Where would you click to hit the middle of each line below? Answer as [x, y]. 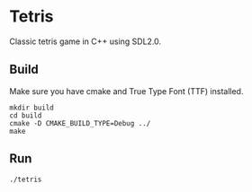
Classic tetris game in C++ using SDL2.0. [85, 41]
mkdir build [31, 108]
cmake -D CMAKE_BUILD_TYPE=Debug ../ [80, 123]
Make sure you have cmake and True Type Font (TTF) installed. [126, 91]
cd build [26, 115]
